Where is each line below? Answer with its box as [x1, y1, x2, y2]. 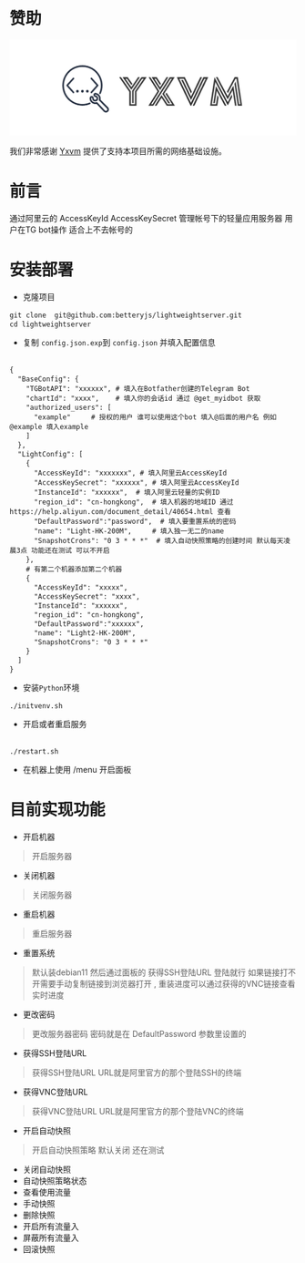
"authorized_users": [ [25, 403, 112, 412]
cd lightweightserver [9, 320, 92, 329]
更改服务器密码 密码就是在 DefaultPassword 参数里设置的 [31, 1028, 247, 1039]
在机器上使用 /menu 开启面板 [22, 764, 132, 775]
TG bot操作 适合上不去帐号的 [25, 224, 134, 235]
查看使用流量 [22, 1186, 71, 1197]
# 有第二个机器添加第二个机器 [25, 564, 123, 574]
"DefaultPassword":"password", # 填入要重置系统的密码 [33, 517, 237, 526]
